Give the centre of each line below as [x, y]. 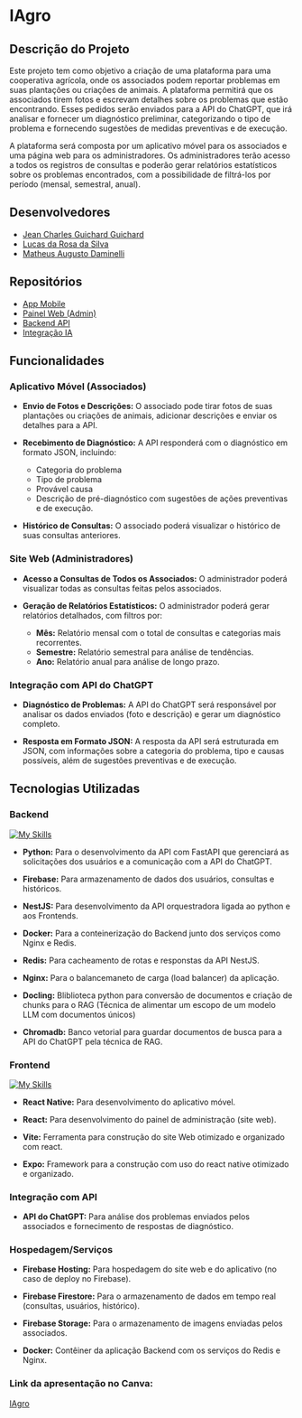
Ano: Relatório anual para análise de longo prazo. [128, 661]
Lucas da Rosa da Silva [65, 244]
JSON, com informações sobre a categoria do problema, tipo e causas [153, 751]
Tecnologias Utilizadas [75, 789]
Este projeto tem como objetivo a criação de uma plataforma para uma [140, 70]
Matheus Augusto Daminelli [73, 253]
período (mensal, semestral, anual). [75, 184]
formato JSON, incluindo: [69, 452]
